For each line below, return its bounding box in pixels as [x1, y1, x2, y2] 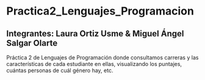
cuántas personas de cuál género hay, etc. [6, 67, 113, 74]
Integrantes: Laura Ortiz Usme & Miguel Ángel [6, 28, 184, 39]
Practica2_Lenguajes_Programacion [6, 4, 194, 18]
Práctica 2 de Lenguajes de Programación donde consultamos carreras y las [6, 54, 199, 61]
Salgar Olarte [6, 38, 58, 48]
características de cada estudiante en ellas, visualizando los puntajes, [6, 61, 182, 67]
